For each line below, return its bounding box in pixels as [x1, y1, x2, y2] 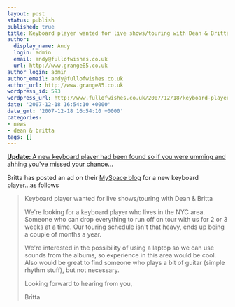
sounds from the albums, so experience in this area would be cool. [24, 251, 217, 260]
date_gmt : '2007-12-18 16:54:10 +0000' [7, 107, 124, 114]
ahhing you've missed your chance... [7, 160, 114, 168]
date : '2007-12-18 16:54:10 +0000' [7, 101, 111, 108]
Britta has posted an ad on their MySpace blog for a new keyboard [7, 174, 199, 182]
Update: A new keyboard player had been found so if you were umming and [7, 153, 226, 161]
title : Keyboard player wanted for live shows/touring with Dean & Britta [7, 29, 230, 37]
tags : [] [7, 133, 33, 140]
